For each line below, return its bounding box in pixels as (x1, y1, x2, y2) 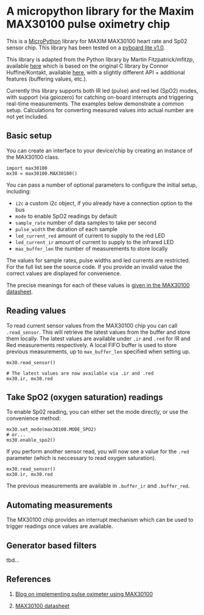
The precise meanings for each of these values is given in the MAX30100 (6, 281, 190, 289)
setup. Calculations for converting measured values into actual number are (6, 106, 194, 113)
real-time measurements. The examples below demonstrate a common (6, 99, 184, 107)
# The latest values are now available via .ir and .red (6, 370, 154, 376)
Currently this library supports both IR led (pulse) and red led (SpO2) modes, (6, 87, 199, 94)
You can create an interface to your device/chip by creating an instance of (6, 146, 193, 154)
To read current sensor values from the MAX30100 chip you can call (6, 322, 178, 329)
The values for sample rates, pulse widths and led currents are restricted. (6, 256, 191, 264)
